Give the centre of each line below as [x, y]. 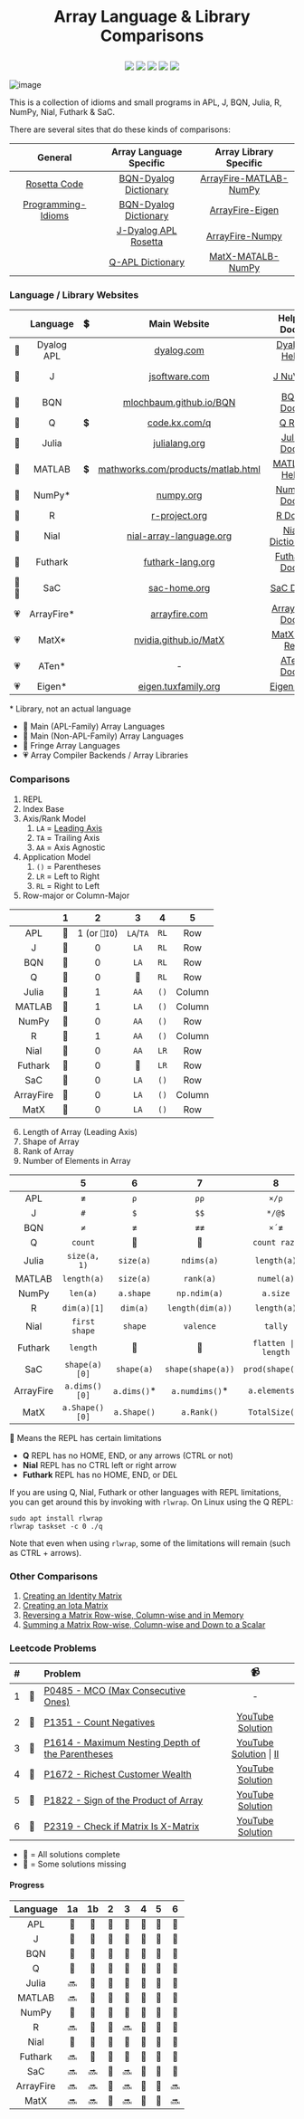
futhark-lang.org [179, 562]
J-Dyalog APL [147, 231]
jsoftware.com [179, 377]
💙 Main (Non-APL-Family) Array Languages [103, 736]
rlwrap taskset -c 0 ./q [56, 1526]
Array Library [244, 152]
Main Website [179, 324]
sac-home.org [179, 588]
